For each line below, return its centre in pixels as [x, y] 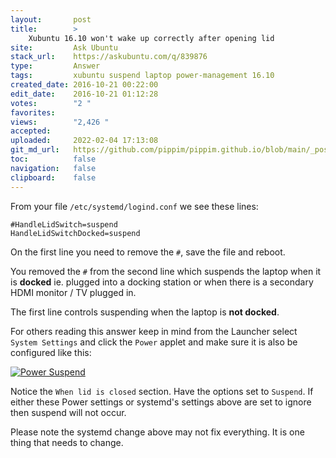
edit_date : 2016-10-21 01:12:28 [84, 94]
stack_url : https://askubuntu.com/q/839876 [109, 57]
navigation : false [53, 168]
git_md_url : [35, 150]
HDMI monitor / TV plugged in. [73, 292]
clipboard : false [53, 177]
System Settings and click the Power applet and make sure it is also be [154, 342]
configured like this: [51, 352]
